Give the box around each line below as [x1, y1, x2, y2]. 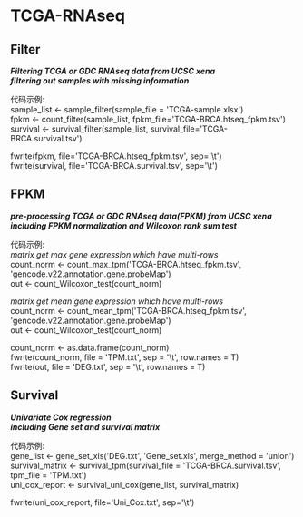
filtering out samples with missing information [10, 75, 190, 86]
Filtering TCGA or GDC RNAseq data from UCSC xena [10, 65, 216, 76]
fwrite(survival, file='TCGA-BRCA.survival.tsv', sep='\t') [10, 161, 219, 171]
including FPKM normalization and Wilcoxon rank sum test [10, 219, 237, 231]
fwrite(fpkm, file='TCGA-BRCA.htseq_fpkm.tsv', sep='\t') [10, 151, 222, 161]
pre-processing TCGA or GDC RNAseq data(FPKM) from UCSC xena [10, 210, 273, 221]
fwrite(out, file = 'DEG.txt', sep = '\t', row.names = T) [10, 361, 206, 372]
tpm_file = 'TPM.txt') [10, 469, 87, 481]
